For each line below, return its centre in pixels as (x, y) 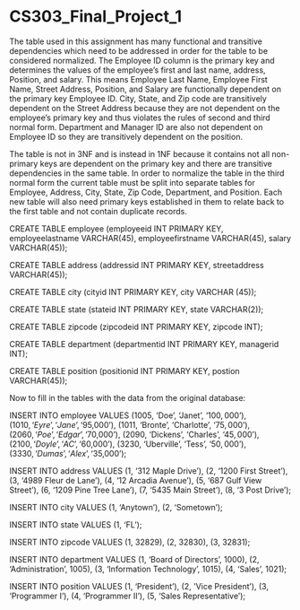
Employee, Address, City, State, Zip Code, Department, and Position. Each (146, 192)
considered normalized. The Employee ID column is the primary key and (142, 60)
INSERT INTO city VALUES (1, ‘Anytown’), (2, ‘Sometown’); (116, 507)
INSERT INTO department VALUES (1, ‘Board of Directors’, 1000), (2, (134, 559)
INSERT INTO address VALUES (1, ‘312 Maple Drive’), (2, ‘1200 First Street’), (149, 471)
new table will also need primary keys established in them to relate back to (147, 201)
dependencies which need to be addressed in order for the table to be (139, 50)
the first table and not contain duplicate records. (99, 211)
